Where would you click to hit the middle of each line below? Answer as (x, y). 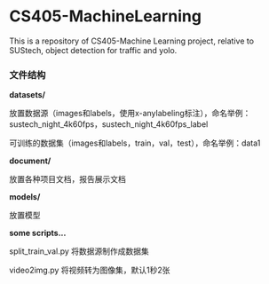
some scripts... (38, 233)
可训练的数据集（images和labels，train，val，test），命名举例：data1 (135, 143)
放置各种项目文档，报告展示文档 (67, 179)
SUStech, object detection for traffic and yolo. (93, 50)
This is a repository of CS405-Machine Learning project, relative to (132, 41)
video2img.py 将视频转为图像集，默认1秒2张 (90, 270)
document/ (30, 161)
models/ (25, 197)
